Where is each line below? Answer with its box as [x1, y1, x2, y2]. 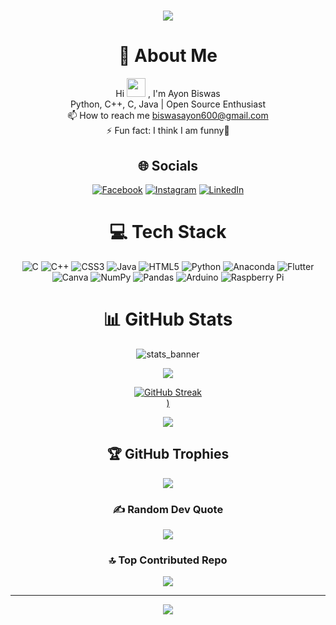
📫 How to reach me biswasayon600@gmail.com [67, 110, 269, 122]
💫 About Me [118, 45, 218, 67]
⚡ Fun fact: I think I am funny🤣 [106, 125, 230, 137]
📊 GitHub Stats [103, 308, 233, 331]
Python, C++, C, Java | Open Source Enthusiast [69, 98, 267, 110]
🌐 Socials [137, 157, 199, 174]
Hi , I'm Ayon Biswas [115, 88, 221, 100]
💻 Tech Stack [109, 221, 227, 244]
